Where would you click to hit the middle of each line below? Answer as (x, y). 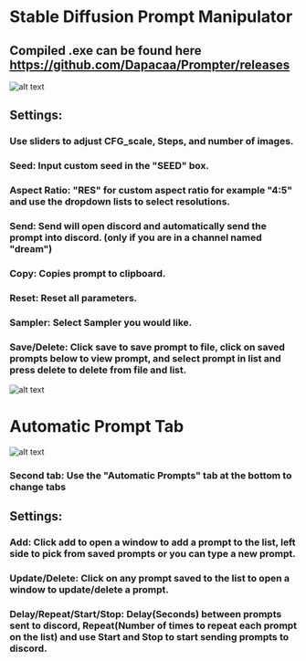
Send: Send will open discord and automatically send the (138, 226)
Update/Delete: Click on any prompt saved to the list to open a (150, 579)
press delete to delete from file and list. (98, 370)
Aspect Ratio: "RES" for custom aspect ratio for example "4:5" (151, 191)
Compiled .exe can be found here (106, 51)
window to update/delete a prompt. (89, 590)
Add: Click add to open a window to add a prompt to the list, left (153, 542)
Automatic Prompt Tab (97, 427)
